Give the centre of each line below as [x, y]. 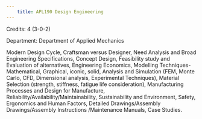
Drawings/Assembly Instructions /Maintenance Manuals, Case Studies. [94, 109]
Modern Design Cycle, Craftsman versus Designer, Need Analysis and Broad [101, 52]
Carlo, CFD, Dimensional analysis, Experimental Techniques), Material [93, 78]
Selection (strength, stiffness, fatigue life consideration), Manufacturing [95, 84]
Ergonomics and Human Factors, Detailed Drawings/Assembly [84, 103]
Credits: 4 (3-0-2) [28, 29]
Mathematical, [24, 71]
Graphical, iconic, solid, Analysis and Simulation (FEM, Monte [118, 71]
